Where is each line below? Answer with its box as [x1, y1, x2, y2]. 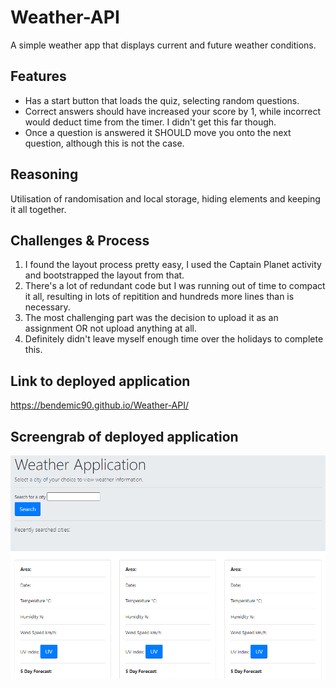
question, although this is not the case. [24, 137, 185, 149]
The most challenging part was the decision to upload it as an [24, 312, 279, 324]
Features [10, 68, 67, 85]
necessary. [24, 301, 71, 313]
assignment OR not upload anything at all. [24, 322, 197, 335]
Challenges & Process [10, 232, 150, 249]
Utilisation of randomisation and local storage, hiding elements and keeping [10, 192, 321, 205]
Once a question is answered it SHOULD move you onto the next [24, 126, 292, 138]
